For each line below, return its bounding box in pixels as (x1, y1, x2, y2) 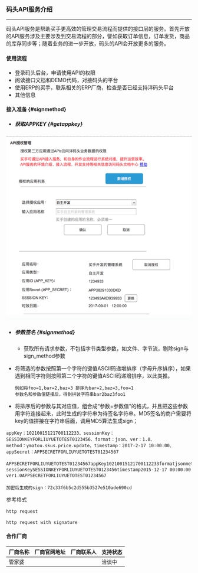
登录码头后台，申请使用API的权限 (14, 69, 96, 76)
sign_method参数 (23, 352, 66, 359)
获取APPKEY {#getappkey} (14, 120, 83, 128)
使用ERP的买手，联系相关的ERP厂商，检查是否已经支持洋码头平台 (14, 84, 174, 91)
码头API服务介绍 (6, 5, 53, 13)
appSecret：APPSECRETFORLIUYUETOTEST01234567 (6, 449, 119, 455)
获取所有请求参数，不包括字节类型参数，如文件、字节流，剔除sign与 (23, 344, 189, 352)
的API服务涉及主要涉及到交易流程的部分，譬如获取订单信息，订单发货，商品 (6, 32, 190, 40)
